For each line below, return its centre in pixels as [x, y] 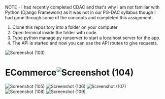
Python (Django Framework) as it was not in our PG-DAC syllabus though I [81, 12]
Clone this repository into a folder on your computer [65, 27]
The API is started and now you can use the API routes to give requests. [85, 43]
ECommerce [31, 73]
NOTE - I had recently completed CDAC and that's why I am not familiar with [82, 7]
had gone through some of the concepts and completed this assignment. [79, 18]
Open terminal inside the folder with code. [55, 32]
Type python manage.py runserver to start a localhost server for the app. [86, 38]
